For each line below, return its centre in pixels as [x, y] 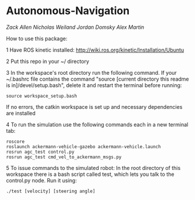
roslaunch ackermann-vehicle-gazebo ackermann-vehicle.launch [83, 146]
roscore [16, 141]
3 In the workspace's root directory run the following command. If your [91, 72]
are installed [21, 113]
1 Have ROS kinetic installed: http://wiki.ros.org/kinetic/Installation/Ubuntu [95, 50]
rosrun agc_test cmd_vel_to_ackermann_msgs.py [64, 157]
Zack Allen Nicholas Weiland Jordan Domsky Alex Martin [75, 27]
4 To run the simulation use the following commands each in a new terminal [97, 124]
